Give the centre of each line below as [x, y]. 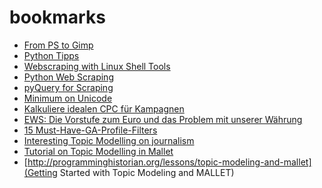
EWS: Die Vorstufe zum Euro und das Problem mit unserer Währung [163, 119]
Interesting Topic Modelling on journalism [109, 140]
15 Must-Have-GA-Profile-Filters [90, 130]
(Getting [40, 172]
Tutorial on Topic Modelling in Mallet [98, 151]
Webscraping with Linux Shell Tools [97, 66]
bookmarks [57, 17]
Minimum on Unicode [68, 98]
